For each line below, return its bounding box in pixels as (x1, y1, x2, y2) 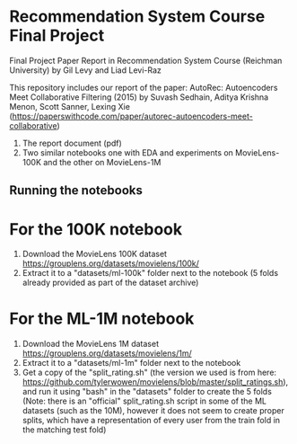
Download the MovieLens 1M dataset (22, 339, 160, 350)
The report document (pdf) (22, 138, 123, 148)
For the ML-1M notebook (9, 308, 195, 329)
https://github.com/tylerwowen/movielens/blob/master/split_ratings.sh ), (22, 377, 289, 387)
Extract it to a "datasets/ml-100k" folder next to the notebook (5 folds (22, 268, 279, 279)
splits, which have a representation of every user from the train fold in (22, 415, 281, 426)
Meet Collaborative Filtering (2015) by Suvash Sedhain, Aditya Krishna (9, 92, 269, 102)
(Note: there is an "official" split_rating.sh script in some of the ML (22, 395, 267, 406)
